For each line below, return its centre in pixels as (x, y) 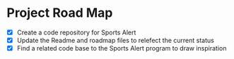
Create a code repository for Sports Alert (76, 32)
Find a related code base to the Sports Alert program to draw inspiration (122, 48)
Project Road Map (60, 13)
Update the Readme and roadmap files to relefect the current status (116, 40)
